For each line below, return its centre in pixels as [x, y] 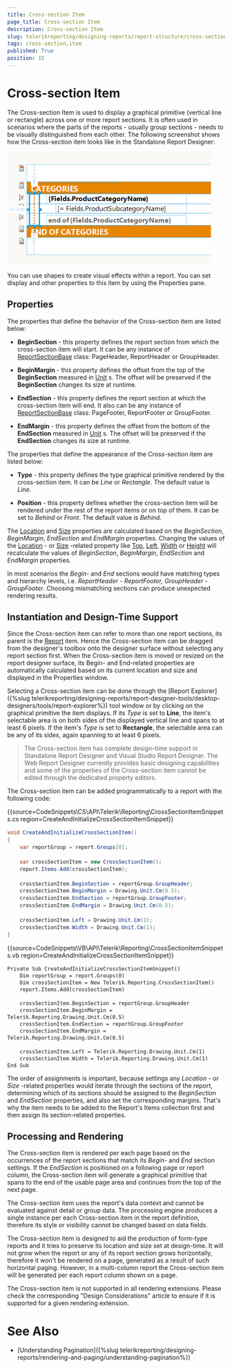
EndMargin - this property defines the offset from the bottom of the [114, 426]
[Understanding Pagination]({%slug [68, 1350]
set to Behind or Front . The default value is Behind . [89, 517]
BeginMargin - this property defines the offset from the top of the [111, 370]
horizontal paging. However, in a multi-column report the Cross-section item [116, 1268]
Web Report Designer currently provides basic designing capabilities [122, 763]
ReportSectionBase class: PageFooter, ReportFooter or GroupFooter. [114, 412]
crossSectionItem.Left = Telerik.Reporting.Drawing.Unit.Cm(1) [113, 1052]
